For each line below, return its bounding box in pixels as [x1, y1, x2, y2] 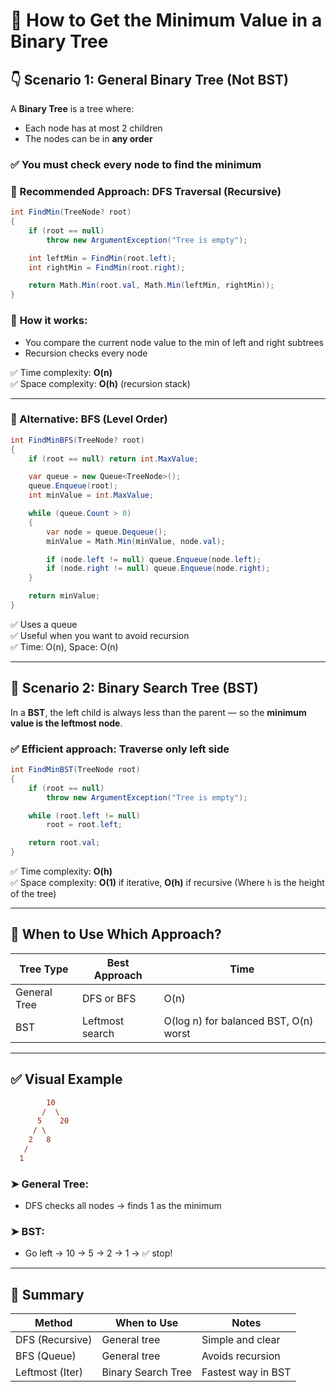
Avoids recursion [201, 1349, 281, 1363]
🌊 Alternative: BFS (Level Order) [10, 412, 168, 426]
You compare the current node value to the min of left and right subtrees [24, 336, 324, 348]
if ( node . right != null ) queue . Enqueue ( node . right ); [46, 564, 271, 574]
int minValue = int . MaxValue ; [28, 490, 155, 501]
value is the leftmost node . [10, 717, 123, 729]
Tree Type [19, 962, 69, 976]
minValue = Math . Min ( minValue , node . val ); [46, 536, 226, 546]
